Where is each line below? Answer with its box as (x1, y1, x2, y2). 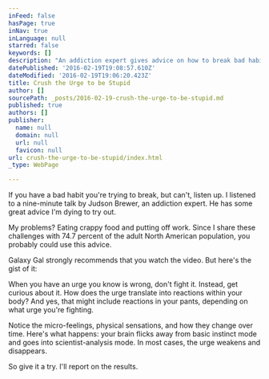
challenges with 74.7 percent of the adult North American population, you (8, 231, 251, 241)
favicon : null (15, 146, 62, 154)
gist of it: (8, 264, 38, 274)
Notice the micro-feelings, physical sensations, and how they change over (8, 320, 254, 330)
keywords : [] (8, 49, 52, 57)
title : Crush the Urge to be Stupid (8, 79, 130, 87)
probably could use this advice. (8, 240, 112, 250)
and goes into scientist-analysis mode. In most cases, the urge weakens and (8, 338, 261, 348)
